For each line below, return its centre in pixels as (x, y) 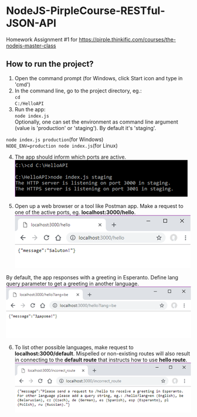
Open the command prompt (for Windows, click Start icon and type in (98, 78)
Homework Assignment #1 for (42, 39)
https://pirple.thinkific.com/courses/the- (127, 39)
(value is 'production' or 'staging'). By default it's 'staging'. (85, 128)
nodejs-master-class (31, 46)
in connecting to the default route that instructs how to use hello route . (101, 360)
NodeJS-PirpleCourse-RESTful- (86, 11)
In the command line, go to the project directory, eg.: (78, 90)
